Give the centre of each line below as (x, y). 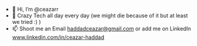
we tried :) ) (26, 22)
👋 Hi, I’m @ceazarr (35, 9)
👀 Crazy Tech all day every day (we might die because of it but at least (100, 16)
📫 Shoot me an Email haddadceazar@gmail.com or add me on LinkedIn (102, 29)
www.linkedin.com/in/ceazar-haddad (58, 37)
